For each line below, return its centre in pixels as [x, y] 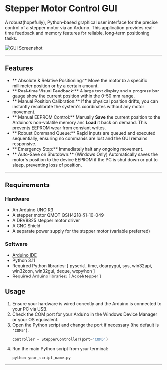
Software [17, 244]
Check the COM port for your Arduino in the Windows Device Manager [85, 314]
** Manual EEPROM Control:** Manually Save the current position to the [86, 117]
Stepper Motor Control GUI [61, 9]
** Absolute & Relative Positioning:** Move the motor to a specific [80, 80]
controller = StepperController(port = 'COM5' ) [60, 339]
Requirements [27, 185]
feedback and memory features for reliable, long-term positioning [82, 33]
